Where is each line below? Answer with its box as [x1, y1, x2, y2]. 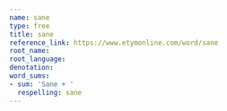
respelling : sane [17, 88, 83, 97]
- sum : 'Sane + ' [9, 80, 74, 89]
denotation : [9, 64, 54, 73]
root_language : [9, 55, 66, 64]
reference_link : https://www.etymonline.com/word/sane [9, 38, 219, 47]
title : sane [9, 30, 54, 38]
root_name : [9, 47, 50, 55]
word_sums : [9, 72, 50, 81]
